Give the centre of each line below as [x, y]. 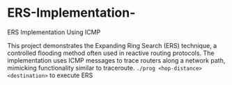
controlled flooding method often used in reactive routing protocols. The [111, 53]
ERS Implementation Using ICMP [54, 32]
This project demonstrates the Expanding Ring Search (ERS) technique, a [112, 45]
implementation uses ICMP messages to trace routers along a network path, [116, 60]
